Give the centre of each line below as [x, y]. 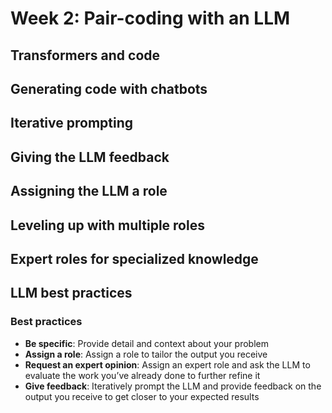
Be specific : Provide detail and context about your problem [146, 343]
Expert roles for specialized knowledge [134, 258]
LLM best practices [71, 293]
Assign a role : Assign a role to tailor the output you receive [146, 354]
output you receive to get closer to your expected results [142, 396]
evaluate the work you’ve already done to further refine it [142, 375]
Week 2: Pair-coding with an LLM [150, 18]
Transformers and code [85, 55]
